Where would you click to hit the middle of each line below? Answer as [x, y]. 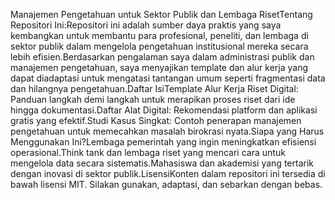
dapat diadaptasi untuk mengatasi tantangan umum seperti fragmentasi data [168, 78]
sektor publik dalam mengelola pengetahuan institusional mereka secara [159, 46]
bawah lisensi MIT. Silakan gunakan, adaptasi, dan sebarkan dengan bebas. [166, 184]
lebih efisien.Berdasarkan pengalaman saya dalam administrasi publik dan [162, 57]
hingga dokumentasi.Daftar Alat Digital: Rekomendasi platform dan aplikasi [164, 110]
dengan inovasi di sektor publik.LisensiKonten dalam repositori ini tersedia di [168, 173]
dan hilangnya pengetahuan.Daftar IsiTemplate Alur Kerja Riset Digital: [154, 88]
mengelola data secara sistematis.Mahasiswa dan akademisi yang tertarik [162, 163]
